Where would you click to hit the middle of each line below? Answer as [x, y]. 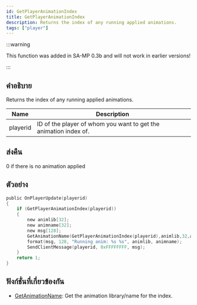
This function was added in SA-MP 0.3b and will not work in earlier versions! [98, 56]
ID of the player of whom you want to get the [98, 124]
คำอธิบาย [19, 85]
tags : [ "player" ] [27, 28]
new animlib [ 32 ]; [48, 220]
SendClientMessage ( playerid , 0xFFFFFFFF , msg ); [86, 247]
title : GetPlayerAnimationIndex [45, 17]
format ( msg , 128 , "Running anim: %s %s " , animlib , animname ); [105, 241]
